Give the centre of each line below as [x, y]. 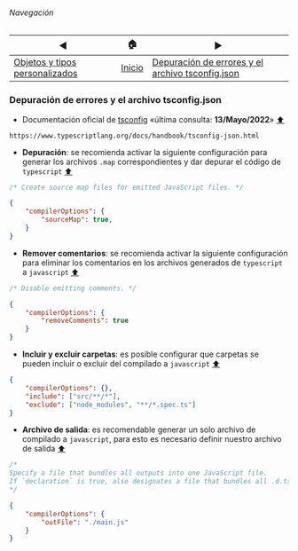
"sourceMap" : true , [77, 220]
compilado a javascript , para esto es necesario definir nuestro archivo [152, 439]
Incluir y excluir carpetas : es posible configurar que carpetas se [141, 354]
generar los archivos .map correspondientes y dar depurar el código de [151, 161]
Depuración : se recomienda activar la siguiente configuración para [145, 152]
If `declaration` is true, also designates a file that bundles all [138, 482]
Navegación [31, 12]
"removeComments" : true [85, 321]
